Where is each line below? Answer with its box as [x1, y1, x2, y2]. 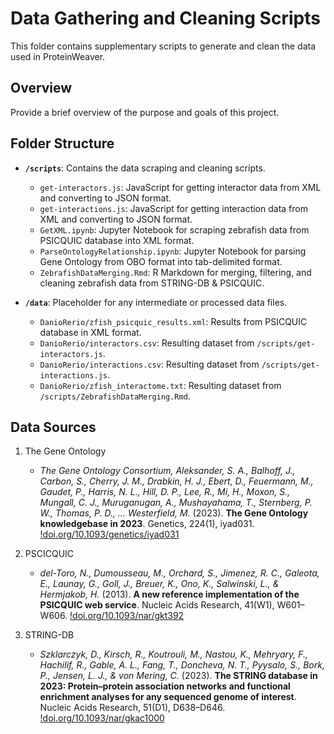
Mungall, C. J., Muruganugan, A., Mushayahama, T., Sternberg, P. [39, 497, 313, 509]
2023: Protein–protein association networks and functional [39, 680, 291, 692]
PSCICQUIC [24, 548, 75, 560]
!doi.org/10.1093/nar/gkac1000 [39, 712, 165, 724]
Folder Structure [10, 135, 115, 152]
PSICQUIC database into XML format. [39, 234, 195, 246]
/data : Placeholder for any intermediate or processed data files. [24, 296, 288, 308]
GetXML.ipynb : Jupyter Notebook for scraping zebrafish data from [39, 223, 310, 236]
